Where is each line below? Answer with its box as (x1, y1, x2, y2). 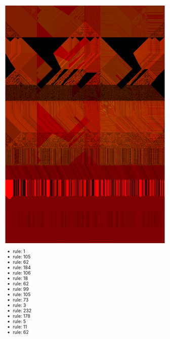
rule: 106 (12, 270, 31, 276)
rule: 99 (12, 286, 29, 292)
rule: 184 (12, 264, 31, 270)
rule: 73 (12, 297, 29, 303)
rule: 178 (12, 313, 30, 319)
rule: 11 (12, 324, 27, 330)
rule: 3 (12, 302, 26, 309)
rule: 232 (12, 308, 32, 314)
